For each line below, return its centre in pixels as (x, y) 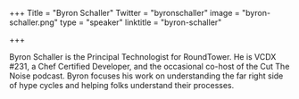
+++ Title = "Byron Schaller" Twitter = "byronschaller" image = (125, 13)
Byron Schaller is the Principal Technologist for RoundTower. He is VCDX (143, 57)
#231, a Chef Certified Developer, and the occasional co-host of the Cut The (149, 66)
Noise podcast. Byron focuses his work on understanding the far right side (146, 76)
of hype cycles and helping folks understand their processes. (122, 85)
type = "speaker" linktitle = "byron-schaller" (141, 22)
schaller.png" (33, 22)
